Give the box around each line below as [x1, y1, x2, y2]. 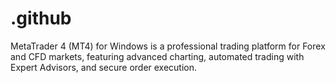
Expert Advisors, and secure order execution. [10, 61, 198, 73]
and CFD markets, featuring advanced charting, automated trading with [10, 50, 305, 62]
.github [10, 7, 72, 30]
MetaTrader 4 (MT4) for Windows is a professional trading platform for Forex [10, 40, 326, 52]
